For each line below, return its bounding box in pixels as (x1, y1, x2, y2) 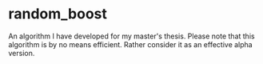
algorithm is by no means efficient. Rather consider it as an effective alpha (8, 39, 253, 49)
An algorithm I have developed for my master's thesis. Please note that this (8, 31, 255, 41)
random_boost (8, 5, 108, 23)
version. (8, 48, 35, 58)
